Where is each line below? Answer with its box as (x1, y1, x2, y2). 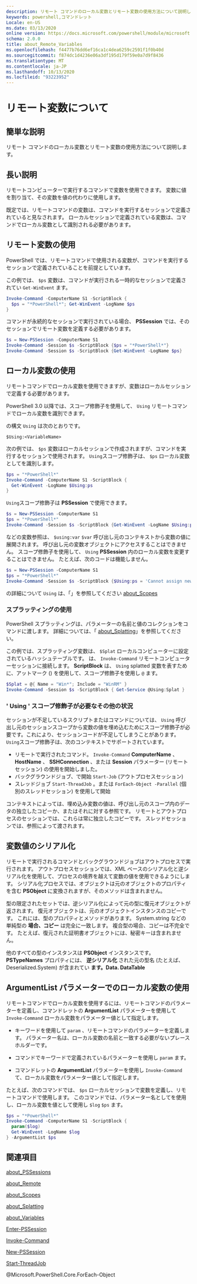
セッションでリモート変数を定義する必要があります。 (6, 325, 134, 333)
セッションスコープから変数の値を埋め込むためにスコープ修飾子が (26, 724, 186, 731)
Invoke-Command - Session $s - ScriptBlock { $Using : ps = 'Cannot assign (6, 578, 182, 584)
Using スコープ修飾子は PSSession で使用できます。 (6, 499, 130, 506)
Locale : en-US (6, 19, 41, 25)
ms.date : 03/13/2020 (6, 25, 57, 31)
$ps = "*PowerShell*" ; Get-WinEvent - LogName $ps (11, 301, 135, 307)
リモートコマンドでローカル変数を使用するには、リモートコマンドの (6, 999, 171, 1007)
